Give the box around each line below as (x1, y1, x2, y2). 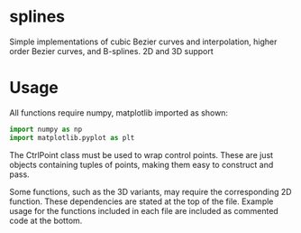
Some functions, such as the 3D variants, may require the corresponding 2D (9, 186, 292, 197)
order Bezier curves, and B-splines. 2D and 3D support (9, 45, 214, 56)
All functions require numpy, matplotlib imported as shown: (9, 107, 228, 118)
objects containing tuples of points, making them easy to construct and (9, 159, 274, 170)
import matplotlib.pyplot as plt (9, 133, 135, 142)
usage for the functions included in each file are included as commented (9, 205, 279, 216)
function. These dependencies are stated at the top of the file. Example (9, 196, 274, 207)
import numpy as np (9, 125, 83, 134)
